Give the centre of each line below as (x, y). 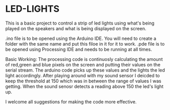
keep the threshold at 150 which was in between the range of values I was (83, 81)
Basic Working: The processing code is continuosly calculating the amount (84, 59)
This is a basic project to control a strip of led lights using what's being (80, 23)
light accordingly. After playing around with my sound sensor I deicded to (83, 75)
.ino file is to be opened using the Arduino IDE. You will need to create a (81, 38)
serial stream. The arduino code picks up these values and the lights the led (85, 70)
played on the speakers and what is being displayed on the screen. (76, 28)
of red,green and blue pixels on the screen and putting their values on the (83, 64)
